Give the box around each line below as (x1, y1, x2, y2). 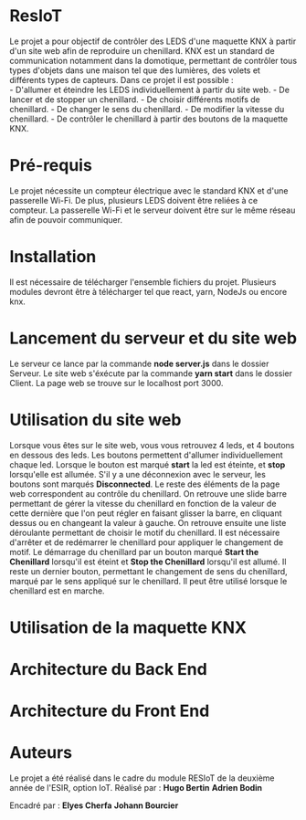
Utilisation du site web (9, 409, 182, 430)
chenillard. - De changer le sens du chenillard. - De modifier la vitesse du (9, 103, 285, 114)
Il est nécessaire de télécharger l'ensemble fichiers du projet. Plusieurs (9, 276, 277, 288)
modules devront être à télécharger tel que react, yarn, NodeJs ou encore (9, 286, 288, 297)
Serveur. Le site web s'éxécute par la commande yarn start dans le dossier (9, 367, 293, 379)
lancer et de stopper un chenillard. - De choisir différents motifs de (9, 93, 260, 105)
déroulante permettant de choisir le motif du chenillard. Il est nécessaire (9, 527, 280, 538)
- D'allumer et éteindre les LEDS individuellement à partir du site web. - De (9, 84, 290, 95)
